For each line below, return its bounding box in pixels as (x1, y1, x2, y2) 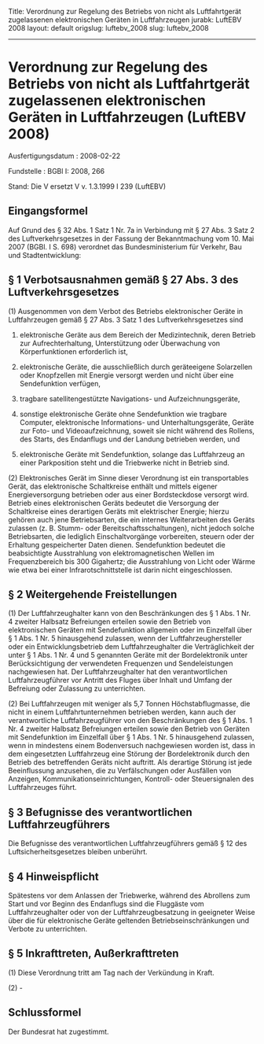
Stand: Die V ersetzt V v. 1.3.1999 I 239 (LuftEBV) (8, 181, 167, 191)
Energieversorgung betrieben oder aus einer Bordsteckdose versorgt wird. (8, 489, 249, 499)
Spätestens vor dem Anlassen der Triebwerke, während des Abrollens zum (8, 891, 251, 900)
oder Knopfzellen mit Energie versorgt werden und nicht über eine (19, 370, 234, 380)
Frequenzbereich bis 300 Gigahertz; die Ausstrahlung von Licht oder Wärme (8, 556, 255, 566)
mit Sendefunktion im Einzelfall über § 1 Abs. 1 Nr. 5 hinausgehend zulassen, (8, 732, 255, 742)
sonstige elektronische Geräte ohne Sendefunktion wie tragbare (19, 409, 228, 419)
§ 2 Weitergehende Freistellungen (8, 588, 178, 601)
